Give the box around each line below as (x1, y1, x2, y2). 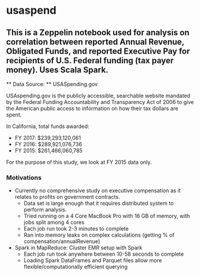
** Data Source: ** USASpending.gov (6, 81, 98, 87)
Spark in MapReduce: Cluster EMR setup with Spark (14, 244, 143, 252)
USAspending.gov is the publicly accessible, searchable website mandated (6, 92, 190, 99)
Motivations (6, 173, 42, 182)
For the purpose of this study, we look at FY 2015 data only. (6, 159, 152, 165)
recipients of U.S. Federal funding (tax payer (6, 55, 174, 66)
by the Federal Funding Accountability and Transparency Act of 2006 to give (6, 99, 195, 105)
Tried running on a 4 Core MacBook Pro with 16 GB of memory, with (23, 213, 190, 220)
